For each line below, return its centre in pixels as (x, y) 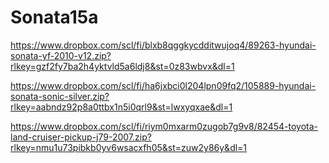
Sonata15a (54, 17)
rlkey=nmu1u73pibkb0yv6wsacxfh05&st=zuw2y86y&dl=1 (129, 147)
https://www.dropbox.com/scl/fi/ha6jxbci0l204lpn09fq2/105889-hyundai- (163, 85)
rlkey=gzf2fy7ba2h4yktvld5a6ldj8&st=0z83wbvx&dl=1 (122, 66)
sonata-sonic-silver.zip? (60, 96)
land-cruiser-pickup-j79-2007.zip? (81, 137)
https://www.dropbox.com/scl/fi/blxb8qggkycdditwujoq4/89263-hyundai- (163, 45)
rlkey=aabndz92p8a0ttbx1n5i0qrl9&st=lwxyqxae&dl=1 (121, 107)
